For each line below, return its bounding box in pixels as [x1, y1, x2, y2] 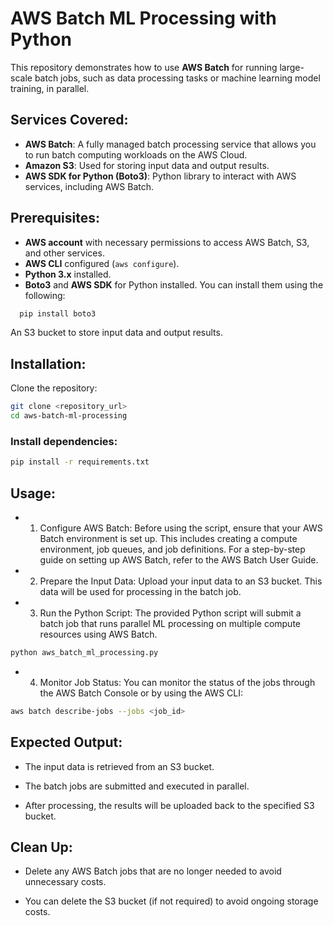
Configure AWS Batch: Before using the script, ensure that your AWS [39, 522, 323, 534]
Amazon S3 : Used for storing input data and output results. [24, 159, 270, 171]
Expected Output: [10, 734, 123, 751]
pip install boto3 [19, 308, 97, 319]
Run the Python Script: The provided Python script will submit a [39, 607, 302, 619]
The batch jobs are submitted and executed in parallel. [24, 780, 250, 792]
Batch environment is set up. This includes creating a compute [39, 532, 298, 544]
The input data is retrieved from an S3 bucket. [24, 760, 215, 772]
